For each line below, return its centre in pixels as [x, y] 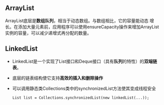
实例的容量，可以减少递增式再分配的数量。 [48, 33]
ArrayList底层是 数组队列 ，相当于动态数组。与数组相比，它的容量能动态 [77, 20]
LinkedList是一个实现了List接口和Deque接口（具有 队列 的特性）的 [78, 61]
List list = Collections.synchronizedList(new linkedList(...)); [81, 98]
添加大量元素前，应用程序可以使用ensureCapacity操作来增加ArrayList [88, 27]
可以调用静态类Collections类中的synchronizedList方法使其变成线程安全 [84, 88]
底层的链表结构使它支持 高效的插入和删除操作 [58, 78]
